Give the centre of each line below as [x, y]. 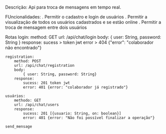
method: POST [28, 61]
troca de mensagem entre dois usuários [46, 27]
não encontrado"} [23, 48]
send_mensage [19, 127]
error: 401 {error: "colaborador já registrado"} [76, 87]
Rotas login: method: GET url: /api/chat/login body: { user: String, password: [83, 37]
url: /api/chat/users [36, 105]
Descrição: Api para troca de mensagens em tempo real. [63, 7]
